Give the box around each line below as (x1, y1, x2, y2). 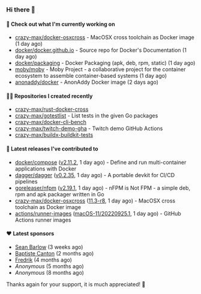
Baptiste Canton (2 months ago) (14, 249, 94, 257)
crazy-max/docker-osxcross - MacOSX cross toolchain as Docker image (14, 34, 195, 41)
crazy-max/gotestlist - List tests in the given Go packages (14, 112, 158, 119)
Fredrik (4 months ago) (14, 256, 72, 263)
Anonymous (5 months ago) (14, 262, 84, 270)
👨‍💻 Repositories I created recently (6, 92, 93, 99)
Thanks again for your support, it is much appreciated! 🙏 (6, 280, 146, 288)
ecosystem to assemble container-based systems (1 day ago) (14, 72, 167, 80)
